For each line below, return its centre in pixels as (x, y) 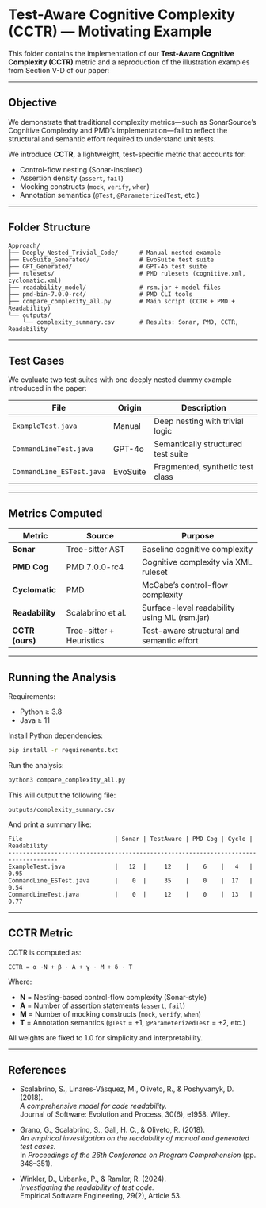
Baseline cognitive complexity (197, 550)
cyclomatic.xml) (35, 280)
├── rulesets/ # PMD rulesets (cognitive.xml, (127, 273)
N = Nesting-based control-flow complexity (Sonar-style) (113, 997)
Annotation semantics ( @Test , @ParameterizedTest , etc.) (110, 195)
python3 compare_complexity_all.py (67, 780)
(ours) (24, 641)
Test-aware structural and (190, 631)
